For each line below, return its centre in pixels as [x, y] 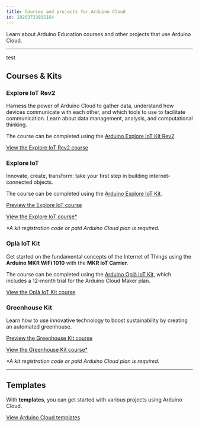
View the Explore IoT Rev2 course [47, 148]
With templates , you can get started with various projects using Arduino [94, 399]
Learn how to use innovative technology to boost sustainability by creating [97, 320]
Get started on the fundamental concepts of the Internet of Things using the [99, 256]
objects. [43, 182]
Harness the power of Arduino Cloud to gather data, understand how [90, 106]
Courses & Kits [34, 76]
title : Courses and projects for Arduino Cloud [66, 12]
